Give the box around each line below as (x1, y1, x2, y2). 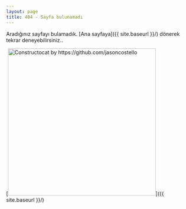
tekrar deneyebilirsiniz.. (6, 37, 63, 44)
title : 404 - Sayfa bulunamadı (6, 14, 83, 20)
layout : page (6, 8, 38, 15)
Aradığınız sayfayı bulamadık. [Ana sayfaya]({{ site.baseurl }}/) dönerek (6, 30, 180, 37)
